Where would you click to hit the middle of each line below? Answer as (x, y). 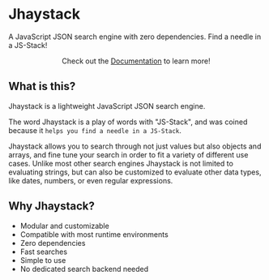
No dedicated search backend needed (84, 269)
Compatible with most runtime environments (94, 234)
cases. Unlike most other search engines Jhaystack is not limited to (121, 163)
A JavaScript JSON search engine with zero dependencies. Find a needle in (135, 37)
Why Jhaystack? (51, 207)
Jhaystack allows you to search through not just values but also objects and (135, 146)
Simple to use (43, 260)
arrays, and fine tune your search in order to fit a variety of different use (128, 154)
